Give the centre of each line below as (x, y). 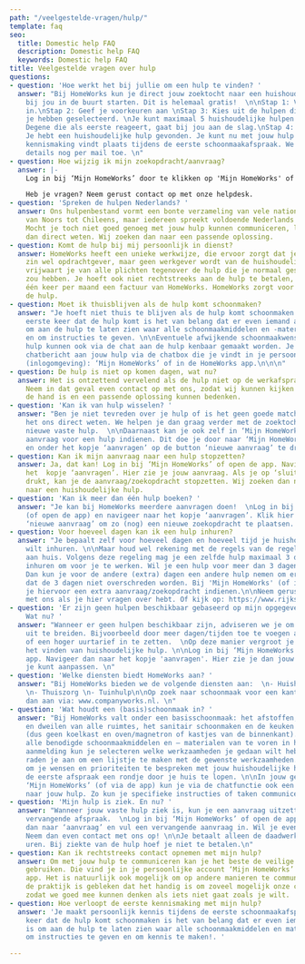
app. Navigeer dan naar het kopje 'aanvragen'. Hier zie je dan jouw (160, 659)
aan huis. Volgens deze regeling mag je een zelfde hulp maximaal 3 (158, 557)
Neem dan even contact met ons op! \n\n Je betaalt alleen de (143, 836)
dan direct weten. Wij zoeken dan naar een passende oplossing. (150, 237)
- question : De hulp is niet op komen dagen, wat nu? (113, 372)
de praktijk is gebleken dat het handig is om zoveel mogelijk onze (158, 887)
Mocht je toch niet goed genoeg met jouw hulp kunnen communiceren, (158, 228)
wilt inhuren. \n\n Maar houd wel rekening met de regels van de (150, 549)
